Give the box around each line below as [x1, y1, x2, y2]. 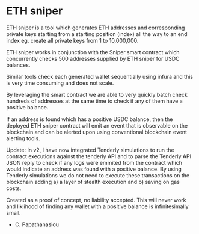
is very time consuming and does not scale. [6, 79, 114, 87]
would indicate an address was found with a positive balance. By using [6, 165, 182, 173]
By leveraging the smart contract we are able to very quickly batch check [6, 91, 188, 98]
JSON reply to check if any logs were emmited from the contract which [6, 159, 182, 166]
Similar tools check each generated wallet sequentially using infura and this [6, 73, 194, 80]
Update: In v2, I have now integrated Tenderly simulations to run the [6, 146, 174, 153]
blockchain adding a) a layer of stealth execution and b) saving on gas [6, 178, 180, 185]
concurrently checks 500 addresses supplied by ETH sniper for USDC [6, 55, 180, 62]
